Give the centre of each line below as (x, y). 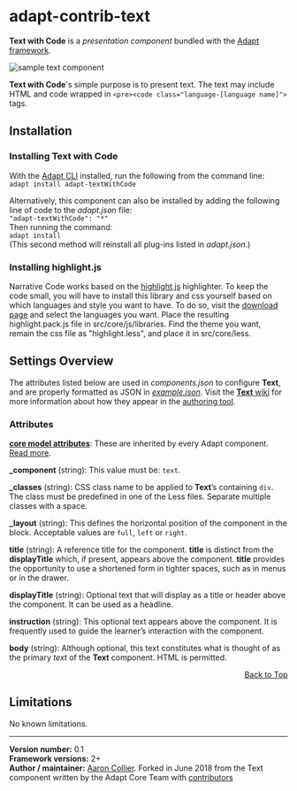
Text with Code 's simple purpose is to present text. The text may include (142, 84)
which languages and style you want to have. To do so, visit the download (144, 305)
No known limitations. (49, 724)
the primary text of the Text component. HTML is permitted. (118, 657)
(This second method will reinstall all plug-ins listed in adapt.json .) (130, 244)
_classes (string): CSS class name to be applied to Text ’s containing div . (141, 488)
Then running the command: (61, 227)
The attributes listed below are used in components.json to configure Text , (145, 382)
